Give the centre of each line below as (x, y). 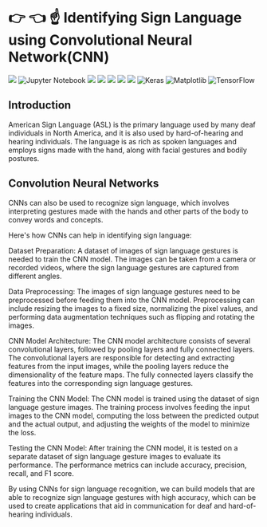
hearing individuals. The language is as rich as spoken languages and (122, 141)
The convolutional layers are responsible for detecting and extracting (122, 357)
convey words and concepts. (56, 219)
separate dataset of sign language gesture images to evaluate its (115, 456)
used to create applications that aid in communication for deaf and (118, 505)
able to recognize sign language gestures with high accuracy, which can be (132, 497)
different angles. (35, 276)
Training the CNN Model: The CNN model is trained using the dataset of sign (134, 399)
